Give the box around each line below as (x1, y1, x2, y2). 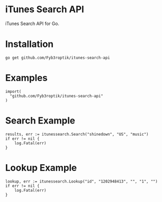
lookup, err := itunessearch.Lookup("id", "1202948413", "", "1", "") (5, 179, 158, 184)
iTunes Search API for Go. (5, 20, 59, 27)
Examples (5, 72, 48, 84)
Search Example (5, 115, 75, 126)
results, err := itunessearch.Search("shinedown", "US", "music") (5, 132, 149, 137)
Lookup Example (5, 162, 77, 173)
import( (5, 89, 22, 94)
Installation (5, 38, 54, 50)
